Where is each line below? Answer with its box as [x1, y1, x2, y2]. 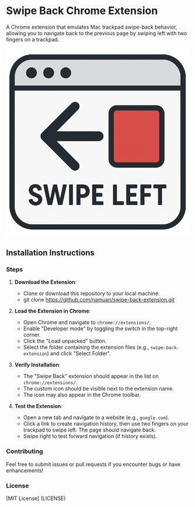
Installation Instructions [6, 248, 95, 258]
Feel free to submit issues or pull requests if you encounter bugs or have [6, 461, 181, 468]
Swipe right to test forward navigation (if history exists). [23, 433, 158, 440]
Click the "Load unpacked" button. [23, 338, 107, 345]
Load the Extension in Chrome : [14, 307, 91, 314]
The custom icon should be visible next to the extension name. [23, 385, 174, 392]
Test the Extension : [14, 403, 63, 410]
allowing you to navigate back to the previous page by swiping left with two [6, 29, 187, 36]
